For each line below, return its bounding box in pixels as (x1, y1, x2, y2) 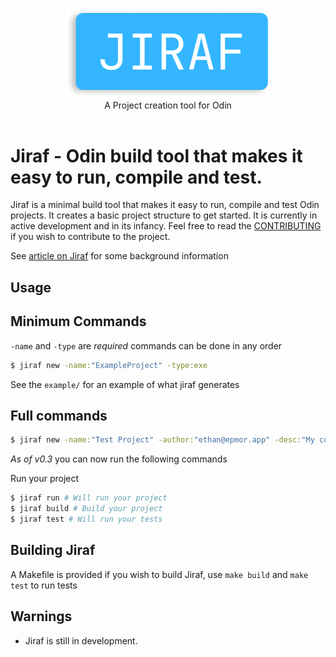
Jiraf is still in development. (24, 634, 138, 647)
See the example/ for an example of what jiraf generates (10, 378, 240, 390)
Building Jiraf (10, 542, 96, 559)
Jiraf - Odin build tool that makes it (10, 144, 303, 167)
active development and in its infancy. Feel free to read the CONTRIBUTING (10, 220, 322, 232)
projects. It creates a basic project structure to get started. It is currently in (10, 209, 318, 222)
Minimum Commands (10, 313, 147, 330)
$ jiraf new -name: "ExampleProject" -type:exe (10, 360, 208, 370)
